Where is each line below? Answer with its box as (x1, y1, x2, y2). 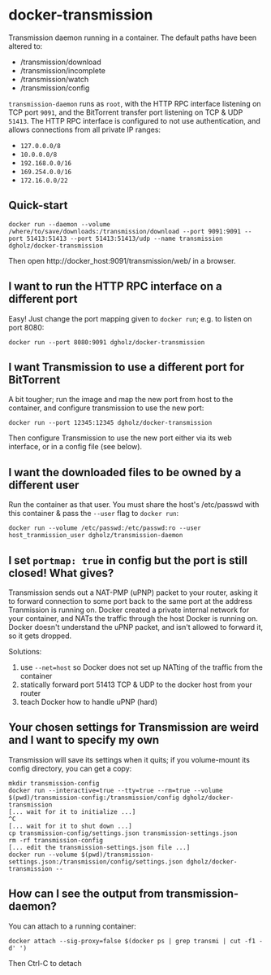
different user (8, 478, 80, 492)
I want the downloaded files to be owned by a (8, 466, 242, 479)
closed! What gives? (8, 566, 114, 579)
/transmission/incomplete (19, 65, 105, 75)
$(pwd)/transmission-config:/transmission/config (8, 794, 180, 802)
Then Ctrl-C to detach (8, 958, 83, 968)
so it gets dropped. (8, 631, 72, 641)
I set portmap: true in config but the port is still (8, 553, 247, 567)
